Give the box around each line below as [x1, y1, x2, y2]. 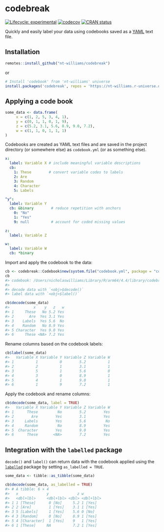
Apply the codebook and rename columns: [5, 391, 91, 397]
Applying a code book [5, 97, 73, 105]
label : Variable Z [9, 233, 47, 238]
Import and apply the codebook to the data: [5, 260, 93, 266]
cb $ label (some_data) [5, 350, 47, 355]
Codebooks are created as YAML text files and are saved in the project [5, 142, 147, 147]
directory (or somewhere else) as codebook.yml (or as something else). [5, 147, 146, 153]
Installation [5, 48, 40, 56]
